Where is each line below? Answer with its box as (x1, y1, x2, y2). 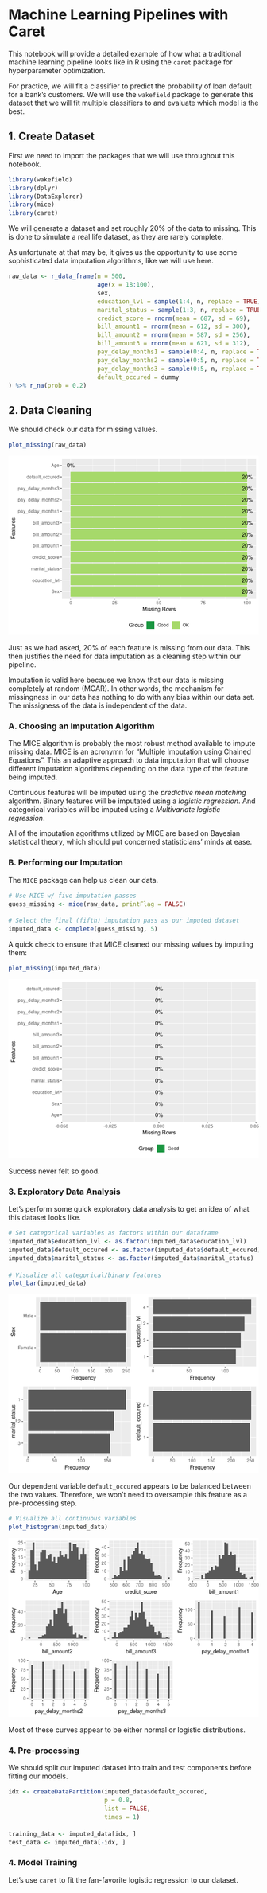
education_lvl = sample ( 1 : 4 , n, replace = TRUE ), (96, 297, 265, 306)
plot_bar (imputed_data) (8, 1279, 87, 1287)
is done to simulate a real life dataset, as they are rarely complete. (8, 232, 224, 242)
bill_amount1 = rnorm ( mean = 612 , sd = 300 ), (96, 322, 250, 331)
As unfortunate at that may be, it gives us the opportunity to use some (8, 248, 238, 257)
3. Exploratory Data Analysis (8, 1186, 121, 1197)
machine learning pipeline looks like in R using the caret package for (8, 57, 233, 67)
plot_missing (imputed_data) (8, 965, 102, 973)
